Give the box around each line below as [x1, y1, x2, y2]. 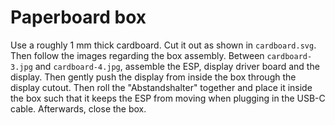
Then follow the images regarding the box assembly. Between [10, 49, 265, 61]
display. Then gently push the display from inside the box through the [10, 71, 297, 83]
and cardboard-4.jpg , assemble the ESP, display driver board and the [34, 60, 320, 72]
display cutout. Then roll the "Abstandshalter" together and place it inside [10, 81, 313, 93]
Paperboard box [10, 6, 147, 29]
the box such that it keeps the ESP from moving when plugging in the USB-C [10, 92, 326, 104]
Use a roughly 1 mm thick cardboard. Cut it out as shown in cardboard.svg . [10, 39, 317, 51]
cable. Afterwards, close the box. [10, 102, 147, 115]
